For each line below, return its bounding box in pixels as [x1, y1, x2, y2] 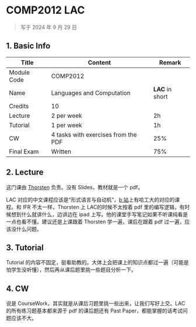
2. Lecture [6, 168, 44, 178]
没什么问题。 [10, 225, 42, 232]
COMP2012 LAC [6, 4, 85, 17]
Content [87, 58, 111, 66]
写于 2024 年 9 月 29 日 [20, 23, 78, 30]
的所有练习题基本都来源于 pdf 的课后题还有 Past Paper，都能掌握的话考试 [6, 307, 183, 314]
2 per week [51, 111, 83, 120]
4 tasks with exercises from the [51, 130, 137, 138]
